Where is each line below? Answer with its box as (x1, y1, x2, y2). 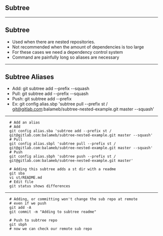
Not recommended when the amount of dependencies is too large (12, 44, 144, 50)
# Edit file (9, 179, 34, 185)
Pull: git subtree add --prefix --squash (12, 91, 89, 96)
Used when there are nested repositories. (12, 39, 96, 45)
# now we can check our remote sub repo (9, 226, 92, 232)
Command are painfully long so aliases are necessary (12, 54, 120, 60)
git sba (9, 171, 25, 176)
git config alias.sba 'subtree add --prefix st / (9, 128, 112, 134)
